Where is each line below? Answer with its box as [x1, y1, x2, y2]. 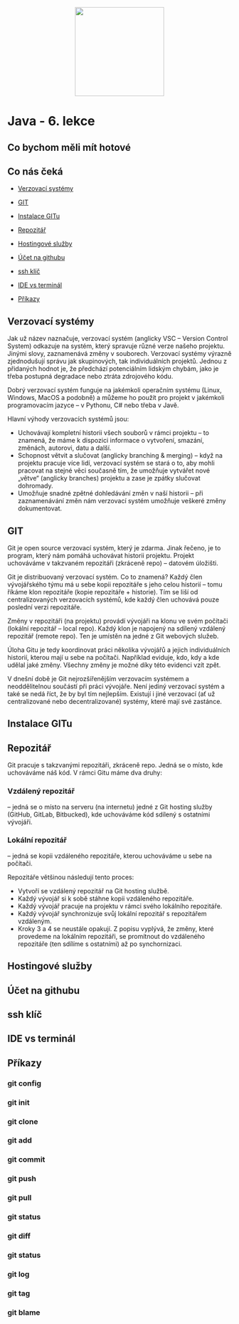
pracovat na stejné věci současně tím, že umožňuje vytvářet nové [17, 466, 211, 475]
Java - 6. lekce [7, 113, 95, 130]
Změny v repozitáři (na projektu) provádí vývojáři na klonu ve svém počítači [7, 616, 228, 626]
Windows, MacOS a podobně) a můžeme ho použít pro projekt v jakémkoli [7, 394, 225, 402]
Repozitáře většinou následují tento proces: [7, 873, 134, 881]
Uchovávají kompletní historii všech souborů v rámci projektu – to [17, 429, 210, 437]
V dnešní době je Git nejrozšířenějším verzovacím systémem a [7, 675, 190, 683]
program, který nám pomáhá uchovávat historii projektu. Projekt [7, 552, 194, 560]
